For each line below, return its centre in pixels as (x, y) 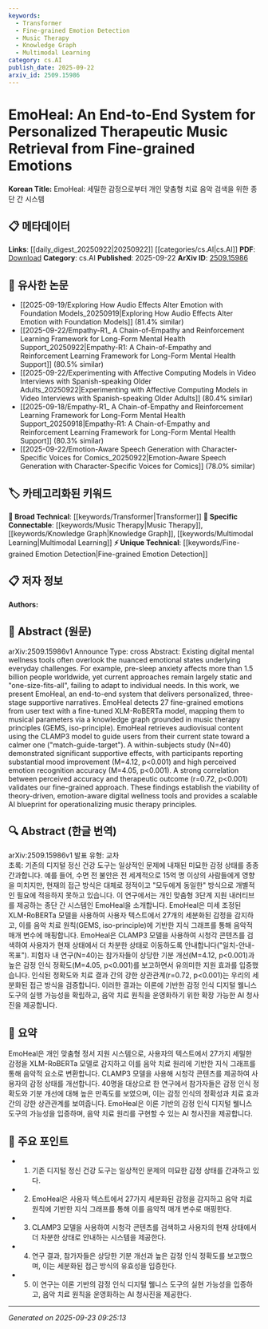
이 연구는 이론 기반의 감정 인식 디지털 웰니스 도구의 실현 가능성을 (132, 1284)
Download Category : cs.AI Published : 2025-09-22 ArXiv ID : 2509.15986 (128, 258)
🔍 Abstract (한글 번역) (63, 832)
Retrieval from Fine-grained (102, 148)
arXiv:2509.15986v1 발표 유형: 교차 (64, 855)
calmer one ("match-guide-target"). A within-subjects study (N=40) (120, 745)
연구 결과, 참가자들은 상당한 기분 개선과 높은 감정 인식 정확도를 (128, 1256)
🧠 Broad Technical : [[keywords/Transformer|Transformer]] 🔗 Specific (123, 517)
